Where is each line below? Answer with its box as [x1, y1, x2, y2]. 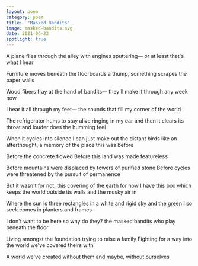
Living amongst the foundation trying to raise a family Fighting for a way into [6, 235, 193, 242]
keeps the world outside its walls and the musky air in [6, 188, 137, 196]
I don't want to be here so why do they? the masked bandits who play [6, 217, 176, 225]
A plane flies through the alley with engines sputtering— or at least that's [6, 53, 184, 59]
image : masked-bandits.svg [6, 25, 73, 31]
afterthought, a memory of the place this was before [6, 142, 134, 148]
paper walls [6, 76, 35, 84]
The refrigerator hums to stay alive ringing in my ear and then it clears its [6, 117, 184, 124]
